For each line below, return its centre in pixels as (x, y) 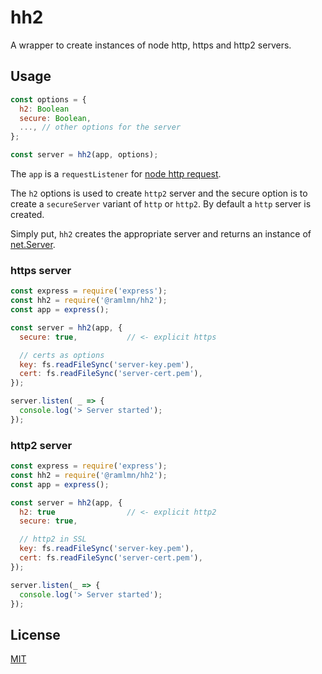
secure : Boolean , (55, 118)
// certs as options (62, 355)
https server (41, 270)
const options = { (48, 99)
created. (27, 214)
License (35, 634)
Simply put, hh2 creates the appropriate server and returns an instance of (161, 234)
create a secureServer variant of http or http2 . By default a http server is (161, 204)
